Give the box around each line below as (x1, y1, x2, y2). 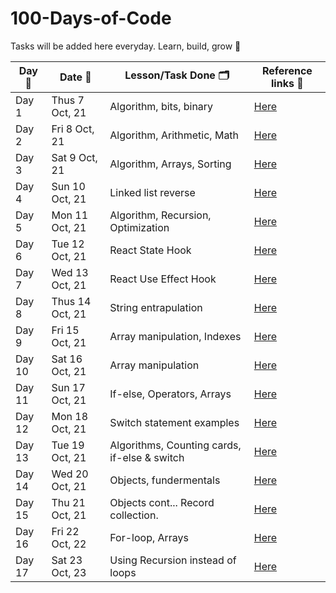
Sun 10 (51, 179, 86, 193)
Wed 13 (51, 265, 89, 279)
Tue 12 (51, 237, 85, 251)
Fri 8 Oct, (51, 122, 95, 136)
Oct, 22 (51, 537, 87, 551)
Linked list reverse (109, 185, 196, 199)
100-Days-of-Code (10, 7, 172, 30)
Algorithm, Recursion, (109, 208, 212, 222)
